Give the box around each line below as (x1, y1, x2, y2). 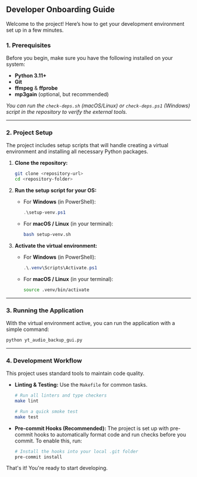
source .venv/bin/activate (23, 287, 90, 293)
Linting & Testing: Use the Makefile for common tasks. (14, 381, 148, 388)
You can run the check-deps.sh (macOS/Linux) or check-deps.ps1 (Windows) (6, 102, 191, 109)
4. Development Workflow (6, 356, 82, 364)
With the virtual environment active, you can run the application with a (6, 319, 175, 326)
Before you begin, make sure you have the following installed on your (6, 55, 173, 62)
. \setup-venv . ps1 (23, 209, 66, 216)
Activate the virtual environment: (14, 242, 98, 249)
